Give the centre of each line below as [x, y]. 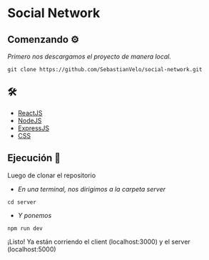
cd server [22, 202]
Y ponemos [35, 215]
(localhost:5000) [32, 249]
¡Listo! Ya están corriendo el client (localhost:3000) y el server [99, 241]
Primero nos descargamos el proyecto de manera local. [90, 56]
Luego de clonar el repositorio [52, 175]
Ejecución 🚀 [34, 158]
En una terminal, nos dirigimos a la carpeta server [92, 189]
